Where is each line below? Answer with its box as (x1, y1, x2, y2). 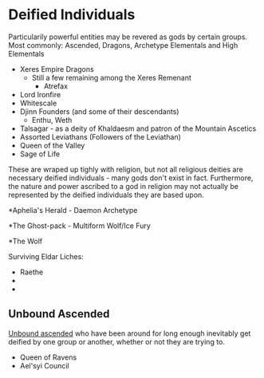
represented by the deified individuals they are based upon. (8, 190, 205, 199)
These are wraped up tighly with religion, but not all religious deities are (8, 164, 243, 174)
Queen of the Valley (19, 140, 85, 150)
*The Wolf (8, 236, 43, 246)
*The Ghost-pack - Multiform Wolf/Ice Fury (8, 221, 152, 230)
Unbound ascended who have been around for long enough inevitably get (8, 329, 251, 338)
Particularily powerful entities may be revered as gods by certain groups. (8, 32, 248, 41)
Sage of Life (19, 149, 61, 159)
